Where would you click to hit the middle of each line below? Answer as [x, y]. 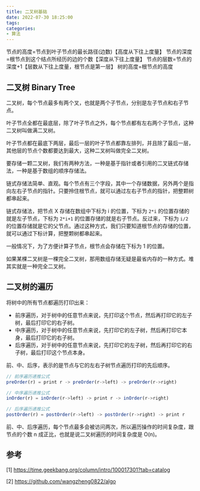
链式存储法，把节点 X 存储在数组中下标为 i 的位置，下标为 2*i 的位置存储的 [98, 211]
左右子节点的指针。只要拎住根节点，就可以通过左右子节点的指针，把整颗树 [102, 191]
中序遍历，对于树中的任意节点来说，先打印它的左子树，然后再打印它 [98, 330]
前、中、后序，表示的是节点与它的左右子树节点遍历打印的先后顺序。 [90, 365]
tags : [13, 23]
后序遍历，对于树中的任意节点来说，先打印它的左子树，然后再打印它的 [101, 345]
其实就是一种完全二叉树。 [37, 266]
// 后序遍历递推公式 [28, 409]
